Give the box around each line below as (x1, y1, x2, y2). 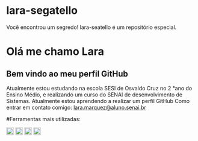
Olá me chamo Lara (6, 45, 104, 58)
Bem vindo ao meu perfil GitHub (6, 69, 128, 79)
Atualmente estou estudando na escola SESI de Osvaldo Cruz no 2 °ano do (6, 84, 193, 92)
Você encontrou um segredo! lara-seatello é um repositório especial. (6, 23, 177, 31)
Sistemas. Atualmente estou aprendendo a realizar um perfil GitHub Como (6, 97, 190, 104)
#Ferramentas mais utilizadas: (6, 115, 81, 122)
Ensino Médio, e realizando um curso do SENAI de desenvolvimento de (6, 91, 182, 98)
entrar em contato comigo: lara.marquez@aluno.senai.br (6, 104, 146, 111)
